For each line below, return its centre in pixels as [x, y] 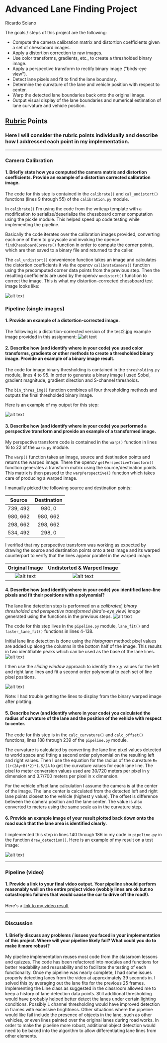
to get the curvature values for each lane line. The [102, 765]
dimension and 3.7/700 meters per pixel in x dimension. [62, 776]
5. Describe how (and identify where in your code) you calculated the [78, 713]
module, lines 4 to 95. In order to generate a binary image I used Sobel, [78, 375]
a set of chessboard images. [42, 47]
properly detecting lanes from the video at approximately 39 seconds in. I [80, 978]
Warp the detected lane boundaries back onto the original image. [79, 95]
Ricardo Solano [21, 23]
